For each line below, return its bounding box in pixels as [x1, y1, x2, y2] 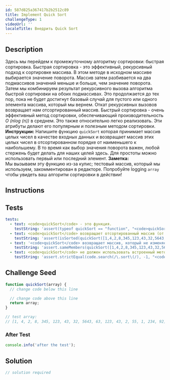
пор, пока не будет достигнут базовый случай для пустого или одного [5, 96, 157, 102]
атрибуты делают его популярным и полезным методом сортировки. [5, 123, 156, 129]
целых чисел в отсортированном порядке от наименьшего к [5, 139, 137, 145]
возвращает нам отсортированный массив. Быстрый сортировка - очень [5, 107, 164, 113]
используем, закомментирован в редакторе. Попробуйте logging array [5, 166, 159, 172]
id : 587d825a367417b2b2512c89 [5, 7, 69, 13]
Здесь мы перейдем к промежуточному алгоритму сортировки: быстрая [5, 58, 164, 64]
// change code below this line [10, 287, 78, 292]
